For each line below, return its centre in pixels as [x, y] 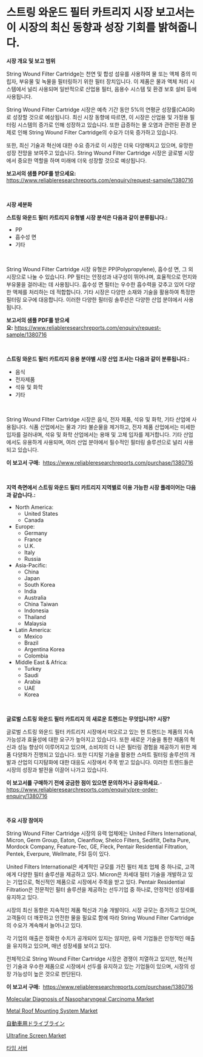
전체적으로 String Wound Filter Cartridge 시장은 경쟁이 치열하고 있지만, [92, 958]
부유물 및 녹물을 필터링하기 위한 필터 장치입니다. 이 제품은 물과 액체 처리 [104, 81]
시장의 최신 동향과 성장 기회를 [87, 28]
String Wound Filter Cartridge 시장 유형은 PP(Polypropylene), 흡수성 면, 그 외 [100, 269]
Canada [34, 520]
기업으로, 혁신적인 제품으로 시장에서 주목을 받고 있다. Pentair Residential [99, 882]
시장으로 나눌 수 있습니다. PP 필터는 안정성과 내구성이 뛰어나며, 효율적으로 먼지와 [102, 277]
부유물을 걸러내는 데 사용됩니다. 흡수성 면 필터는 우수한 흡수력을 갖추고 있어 [95, 284]
